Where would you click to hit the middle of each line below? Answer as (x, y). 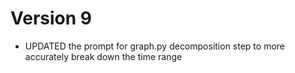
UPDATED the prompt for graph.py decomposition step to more (154, 46)
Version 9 (51, 18)
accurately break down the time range (103, 56)
